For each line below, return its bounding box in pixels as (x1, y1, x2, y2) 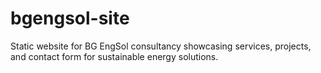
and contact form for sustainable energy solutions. (10, 50, 219, 62)
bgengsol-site (10, 7, 130, 30)
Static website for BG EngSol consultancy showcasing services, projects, (10, 40, 312, 52)
